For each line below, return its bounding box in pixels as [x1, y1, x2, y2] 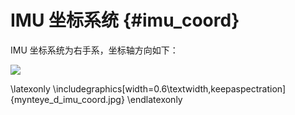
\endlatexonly [126, 93, 183, 105]
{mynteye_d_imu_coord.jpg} [10, 93, 125, 105]
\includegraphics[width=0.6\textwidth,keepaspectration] [52, 82, 287, 95]
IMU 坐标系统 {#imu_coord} [10, 9, 240, 32]
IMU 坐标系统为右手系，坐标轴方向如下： [10, 44, 179, 56]
